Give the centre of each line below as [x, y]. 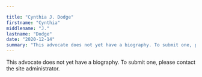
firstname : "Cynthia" [33, 23]
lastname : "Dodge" [29, 34]
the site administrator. [33, 69]
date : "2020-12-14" [31, 40]
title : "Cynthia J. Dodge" [40, 17]
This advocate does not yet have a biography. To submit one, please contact [101, 62]
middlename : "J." [28, 28]
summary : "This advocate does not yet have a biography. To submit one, [99, 45]
